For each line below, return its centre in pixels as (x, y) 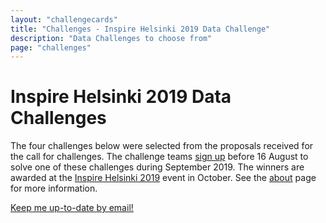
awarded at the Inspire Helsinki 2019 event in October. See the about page (163, 178)
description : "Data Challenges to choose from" (111, 38)
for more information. (54, 188)
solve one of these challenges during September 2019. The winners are (157, 167)
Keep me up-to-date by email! (72, 208)
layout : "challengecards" (64, 19)
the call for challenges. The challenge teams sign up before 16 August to (159, 157)
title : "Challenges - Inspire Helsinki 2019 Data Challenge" (140, 29)
